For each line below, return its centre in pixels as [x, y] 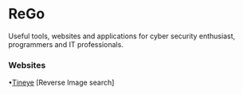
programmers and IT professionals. [66, 44]
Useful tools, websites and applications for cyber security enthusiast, [122, 36]
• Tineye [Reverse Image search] [61, 83]
